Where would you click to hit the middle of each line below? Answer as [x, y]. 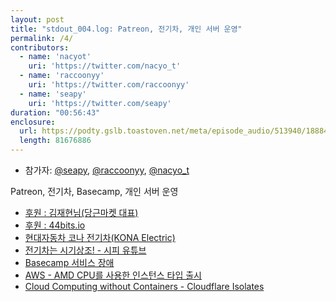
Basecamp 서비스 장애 [69, 262]
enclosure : [33, 122]
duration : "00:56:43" [55, 112]
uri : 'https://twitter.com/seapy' [100, 103]
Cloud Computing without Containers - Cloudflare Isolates [144, 286]
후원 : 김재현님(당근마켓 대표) [81, 212]
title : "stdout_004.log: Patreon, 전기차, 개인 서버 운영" [126, 29]
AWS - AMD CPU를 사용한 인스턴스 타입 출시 [113, 275]
